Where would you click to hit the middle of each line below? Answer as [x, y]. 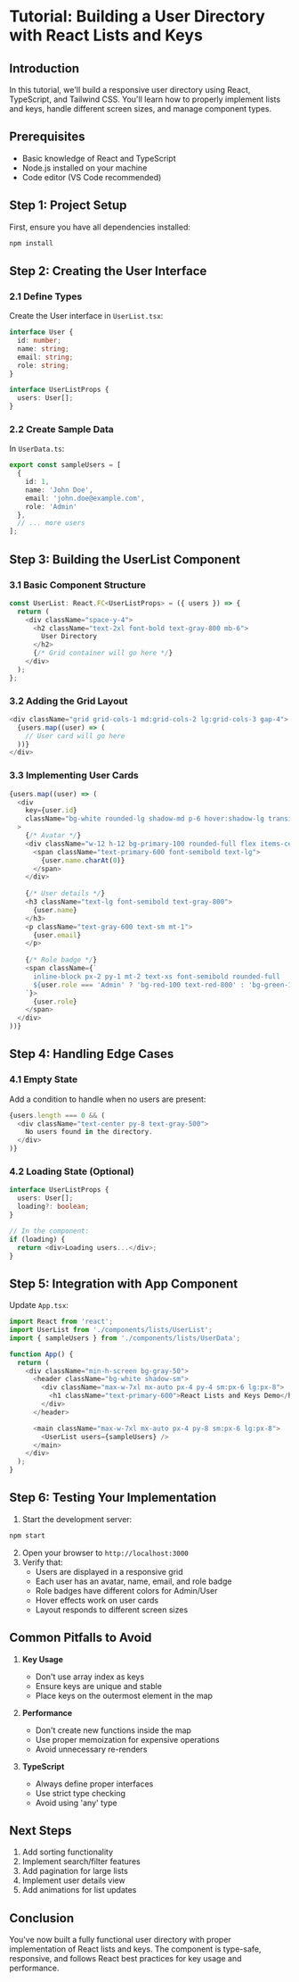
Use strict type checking [81, 1793]
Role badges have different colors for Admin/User [126, 1590]
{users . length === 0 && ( [57, 1115]
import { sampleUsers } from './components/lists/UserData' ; [125, 1338]
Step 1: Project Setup [68, 206]
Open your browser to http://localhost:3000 [105, 1553]
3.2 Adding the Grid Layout [69, 701]
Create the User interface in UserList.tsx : [86, 316]
